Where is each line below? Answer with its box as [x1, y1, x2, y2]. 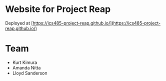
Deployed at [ [5, 20, 33, 26]
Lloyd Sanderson [12, 70, 47, 76]
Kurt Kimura [12, 59, 37, 65]
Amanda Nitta [12, 64, 41, 70]
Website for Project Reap [5, 3, 111, 15]
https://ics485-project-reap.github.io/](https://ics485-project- [32, 20, 161, 26]
